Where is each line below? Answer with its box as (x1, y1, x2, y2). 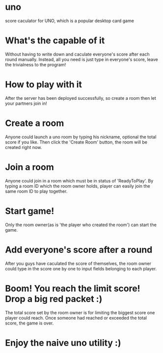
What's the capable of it (5, 35, 105, 46)
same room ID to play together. (5, 188, 68, 194)
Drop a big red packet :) (5, 293, 103, 304)
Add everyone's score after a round (5, 244, 153, 255)
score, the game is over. (5, 320, 54, 326)
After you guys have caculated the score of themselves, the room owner (5, 260, 151, 266)
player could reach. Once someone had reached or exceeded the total (5, 315, 147, 321)
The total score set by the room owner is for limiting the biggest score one (5, 309, 155, 316)
